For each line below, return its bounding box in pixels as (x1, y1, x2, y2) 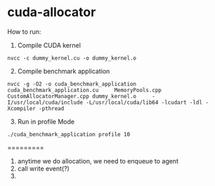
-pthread (38, 105, 65, 112)
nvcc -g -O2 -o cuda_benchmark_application (7, 80, 137, 88)
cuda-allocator (7, 4, 96, 20)
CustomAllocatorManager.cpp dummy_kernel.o (7, 93, 137, 100)
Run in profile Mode (17, 117, 75, 126)
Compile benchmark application (17, 67, 110, 75)
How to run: (7, 27, 41, 36)
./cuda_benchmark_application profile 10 (7, 131, 131, 138)
